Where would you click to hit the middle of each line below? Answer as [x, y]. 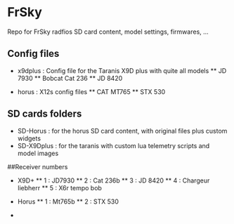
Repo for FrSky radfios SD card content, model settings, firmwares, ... [108, 32]
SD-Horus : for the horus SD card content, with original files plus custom [122, 131]
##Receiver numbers [38, 166]
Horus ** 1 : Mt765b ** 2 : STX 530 [68, 202]
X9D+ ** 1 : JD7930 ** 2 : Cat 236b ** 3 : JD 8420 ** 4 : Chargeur [113, 180]
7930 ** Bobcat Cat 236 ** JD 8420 [70, 78]
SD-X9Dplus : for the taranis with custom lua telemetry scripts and [113, 145]
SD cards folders [45, 114]
